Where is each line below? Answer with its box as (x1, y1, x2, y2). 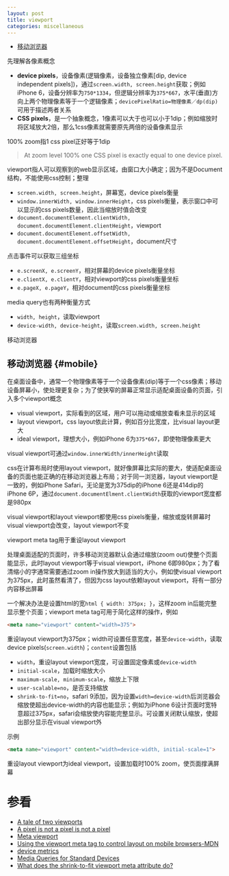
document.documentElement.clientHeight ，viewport (16, 221, 162, 230)
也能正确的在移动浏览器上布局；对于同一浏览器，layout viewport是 (30, 472, 219, 480)
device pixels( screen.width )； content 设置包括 (7, 644, 137, 652)
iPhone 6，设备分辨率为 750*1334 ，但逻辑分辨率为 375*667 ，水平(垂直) (16, 88, 213, 97)
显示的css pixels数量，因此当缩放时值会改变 (23, 206, 147, 214)
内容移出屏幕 (7, 585, 43, 593)
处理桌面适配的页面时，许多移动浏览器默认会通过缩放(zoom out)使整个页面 (7, 550, 217, 559)
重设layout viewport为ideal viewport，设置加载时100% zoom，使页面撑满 (7, 759, 214, 768)
